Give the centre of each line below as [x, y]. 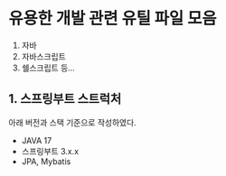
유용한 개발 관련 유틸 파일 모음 [113, 19]
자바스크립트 [44, 56]
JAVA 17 [37, 140]
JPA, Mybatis [46, 161]
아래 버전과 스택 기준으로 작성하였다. [72, 122]
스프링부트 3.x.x [50, 151]
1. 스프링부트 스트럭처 [65, 99]
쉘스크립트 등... [48, 68]
